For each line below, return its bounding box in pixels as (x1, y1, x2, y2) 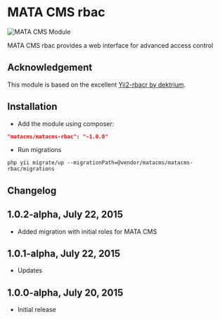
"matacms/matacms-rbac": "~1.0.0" (7, 133, 109, 140)
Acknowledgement (7, 61, 93, 74)
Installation (7, 101, 58, 113)
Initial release (17, 306, 56, 314)
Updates (17, 266, 43, 275)
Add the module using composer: (17, 119, 115, 127)
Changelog (7, 184, 57, 196)
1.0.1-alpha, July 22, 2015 (7, 248, 121, 260)
